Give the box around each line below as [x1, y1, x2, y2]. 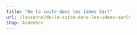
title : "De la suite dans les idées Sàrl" [6, 8, 113, 15]
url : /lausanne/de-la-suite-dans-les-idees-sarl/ [6, 14, 132, 20]
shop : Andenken [6, 20, 44, 26]
